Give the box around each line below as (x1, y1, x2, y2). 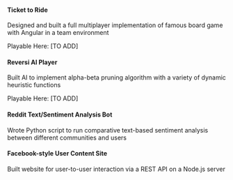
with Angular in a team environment (7, 29, 109, 37)
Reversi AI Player (7, 58, 58, 66)
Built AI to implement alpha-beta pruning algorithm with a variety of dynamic (7, 73, 226, 82)
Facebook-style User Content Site (7, 149, 108, 158)
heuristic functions (7, 81, 61, 89)
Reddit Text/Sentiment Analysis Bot (7, 110, 113, 119)
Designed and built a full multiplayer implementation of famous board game (7, 21, 223, 29)
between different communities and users (7, 133, 127, 142)
